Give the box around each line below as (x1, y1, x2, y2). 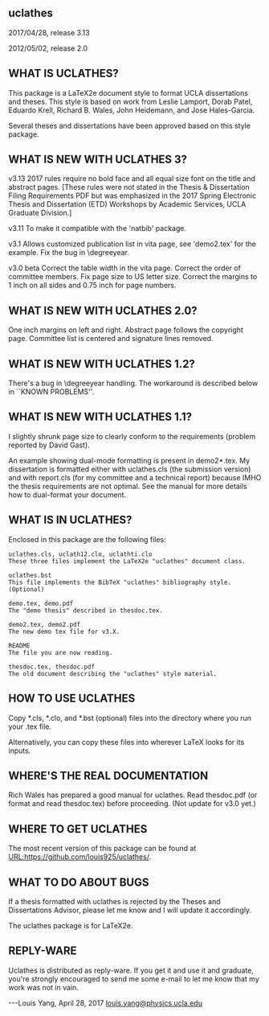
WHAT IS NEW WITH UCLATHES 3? (8, 153, 187, 167)
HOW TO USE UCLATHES (8, 692, 136, 705)
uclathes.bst (8, 571, 52, 579)
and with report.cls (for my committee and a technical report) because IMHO (8, 472, 262, 482)
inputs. (8, 746, 31, 755)
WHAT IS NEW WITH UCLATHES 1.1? (8, 410, 193, 424)
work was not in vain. (8, 982, 79, 992)
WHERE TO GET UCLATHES (8, 822, 148, 836)
